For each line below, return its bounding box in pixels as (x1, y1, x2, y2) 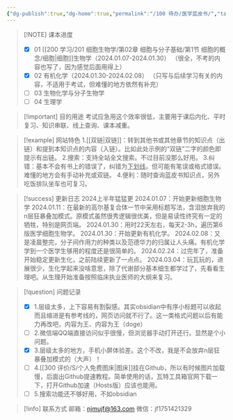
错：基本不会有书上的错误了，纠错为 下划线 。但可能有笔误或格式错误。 (23, 162, 225, 170)
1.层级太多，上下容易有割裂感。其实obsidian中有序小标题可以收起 (33, 302, 222, 310)
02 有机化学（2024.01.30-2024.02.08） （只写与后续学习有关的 (33, 71, 217, 80)
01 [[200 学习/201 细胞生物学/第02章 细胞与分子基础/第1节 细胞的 (33, 45, 220, 53)
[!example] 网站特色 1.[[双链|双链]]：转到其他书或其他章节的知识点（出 (23, 135, 225, 144)
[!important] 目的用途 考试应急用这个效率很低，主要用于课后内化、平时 (23, 112, 226, 121)
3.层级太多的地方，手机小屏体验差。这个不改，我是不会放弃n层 (33, 346, 214, 354)
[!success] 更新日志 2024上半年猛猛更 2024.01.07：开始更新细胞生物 (23, 194, 222, 202)
